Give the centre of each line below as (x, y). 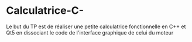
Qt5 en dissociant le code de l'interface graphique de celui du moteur (90, 32)
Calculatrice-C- (45, 11)
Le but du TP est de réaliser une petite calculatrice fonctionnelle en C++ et (96, 26)
